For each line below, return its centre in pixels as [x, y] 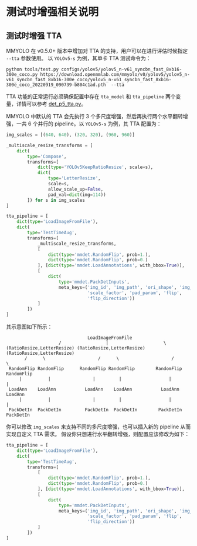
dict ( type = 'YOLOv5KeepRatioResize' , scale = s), [95, 167]
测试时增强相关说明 [52, 12]
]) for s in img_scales [56, 200]
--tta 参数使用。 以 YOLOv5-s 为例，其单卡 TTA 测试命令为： [79, 58]
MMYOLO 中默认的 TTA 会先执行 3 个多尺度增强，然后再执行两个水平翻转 [95, 116]
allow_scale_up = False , [76, 189]
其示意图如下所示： [29, 327]
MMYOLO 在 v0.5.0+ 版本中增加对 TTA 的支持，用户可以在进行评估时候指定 [97, 51]
